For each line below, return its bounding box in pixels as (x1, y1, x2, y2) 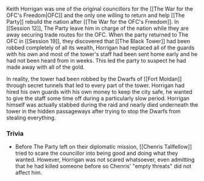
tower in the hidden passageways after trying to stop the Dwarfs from (6, 108, 181, 115)
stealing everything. (6, 114, 56, 121)
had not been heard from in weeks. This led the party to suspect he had (6, 57, 186, 64)
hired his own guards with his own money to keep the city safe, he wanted (6, 88, 193, 95)
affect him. (15, 169, 43, 176)
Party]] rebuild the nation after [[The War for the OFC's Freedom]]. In (6, 18, 180, 25)
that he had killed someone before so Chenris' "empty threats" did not (15, 163, 192, 170)
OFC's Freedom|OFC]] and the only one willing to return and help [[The (6, 12, 185, 19)
